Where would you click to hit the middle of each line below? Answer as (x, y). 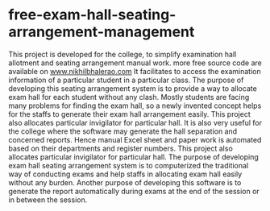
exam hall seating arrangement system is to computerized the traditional (129, 165)
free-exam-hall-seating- (92, 15)
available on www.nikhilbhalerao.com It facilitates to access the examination (135, 71)
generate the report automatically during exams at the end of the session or (134, 191)
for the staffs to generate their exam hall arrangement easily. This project (130, 114)
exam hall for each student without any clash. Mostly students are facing (129, 97)
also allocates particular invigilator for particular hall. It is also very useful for (135, 122)
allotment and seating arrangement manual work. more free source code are (135, 63)
